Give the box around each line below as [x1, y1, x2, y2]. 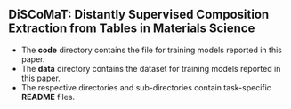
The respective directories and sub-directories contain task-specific [20, 82, 272, 92]
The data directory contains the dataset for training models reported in [20, 63, 281, 74]
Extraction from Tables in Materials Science [8, 21, 255, 36]
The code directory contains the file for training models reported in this [20, 44, 282, 55]
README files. [20, 91, 76, 102]
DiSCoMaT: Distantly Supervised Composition [8, 7, 270, 22]
